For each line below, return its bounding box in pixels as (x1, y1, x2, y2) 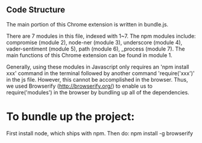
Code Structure (6, 5, 65, 15)
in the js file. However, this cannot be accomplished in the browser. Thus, (6, 76, 188, 83)
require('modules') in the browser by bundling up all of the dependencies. (6, 88, 190, 96)
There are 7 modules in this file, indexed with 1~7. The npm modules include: (6, 32, 196, 40)
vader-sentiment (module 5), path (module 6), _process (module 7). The (6, 45, 185, 52)
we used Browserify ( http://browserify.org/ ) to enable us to (6, 82, 153, 90)
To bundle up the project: (6, 110, 135, 123)
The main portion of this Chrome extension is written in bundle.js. (6, 20, 169, 28)
